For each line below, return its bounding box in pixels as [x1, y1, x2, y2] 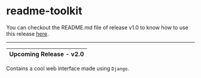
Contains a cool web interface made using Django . [6, 64, 130, 72]
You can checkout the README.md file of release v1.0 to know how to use [6, 24, 188, 31]
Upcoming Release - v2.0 [9, 49, 84, 58]
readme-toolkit [6, 4, 83, 18]
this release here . [6, 30, 49, 37]
